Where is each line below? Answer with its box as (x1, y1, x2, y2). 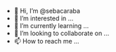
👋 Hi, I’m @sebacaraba (13, 7, 81, 15)
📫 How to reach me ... (13, 37, 79, 45)
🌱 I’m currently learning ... (13, 22, 89, 30)
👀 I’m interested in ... (13, 14, 74, 22)
